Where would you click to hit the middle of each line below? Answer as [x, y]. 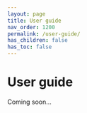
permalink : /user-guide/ [44, 34]
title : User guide [34, 21]
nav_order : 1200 [31, 27]
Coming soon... [29, 102]
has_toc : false [30, 47]
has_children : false [38, 41]
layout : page [27, 14]
